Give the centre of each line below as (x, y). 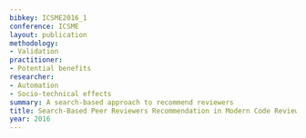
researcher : (32, 77)
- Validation (34, 52)
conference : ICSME (44, 26)
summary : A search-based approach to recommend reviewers (122, 102)
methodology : (34, 43)
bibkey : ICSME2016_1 (49, 18)
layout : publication (49, 34)
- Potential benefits (51, 69)
